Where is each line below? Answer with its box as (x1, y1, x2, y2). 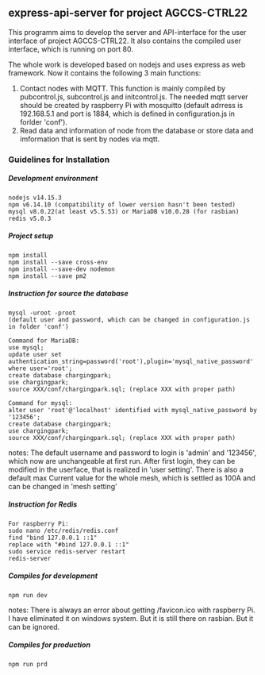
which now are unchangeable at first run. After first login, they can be (8, 456, 236, 465)
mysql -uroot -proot (8, 309, 77, 317)
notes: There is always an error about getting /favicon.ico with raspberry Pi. (8, 605, 255, 615)
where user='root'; (8, 364, 73, 372)
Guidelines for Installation (8, 154, 110, 165)
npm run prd (8, 660, 48, 668)
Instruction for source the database (8, 289, 129, 299)
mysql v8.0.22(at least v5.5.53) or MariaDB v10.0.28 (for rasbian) (8, 207, 240, 215)
